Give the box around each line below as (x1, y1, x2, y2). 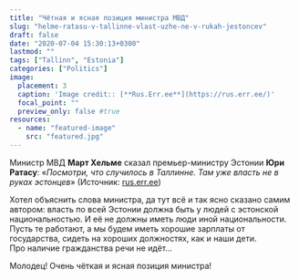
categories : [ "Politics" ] (9, 65, 108, 74)
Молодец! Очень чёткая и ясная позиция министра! (9, 260, 212, 271)
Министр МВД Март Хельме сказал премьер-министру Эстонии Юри (9, 157, 285, 168)
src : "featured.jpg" (26, 132, 104, 141)
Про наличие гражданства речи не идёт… (9, 243, 173, 254)
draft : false (9, 30, 59, 39)
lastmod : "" (9, 47, 55, 57)
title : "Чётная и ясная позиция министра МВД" (9, 13, 190, 23)
